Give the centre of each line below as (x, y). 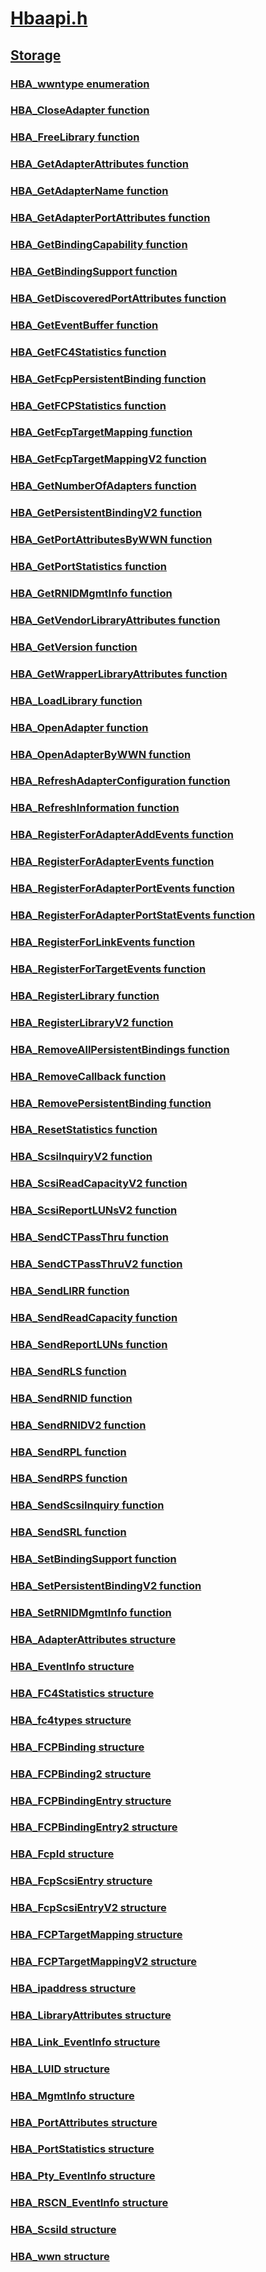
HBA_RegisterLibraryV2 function (92, 1022)
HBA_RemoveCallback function (88, 1076)
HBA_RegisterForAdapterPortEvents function (122, 889)
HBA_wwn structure (60, 2257)
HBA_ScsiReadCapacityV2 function (99, 1184)
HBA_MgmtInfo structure (72, 2095)
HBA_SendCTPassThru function (90, 1237)
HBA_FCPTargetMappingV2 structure (104, 1962)
